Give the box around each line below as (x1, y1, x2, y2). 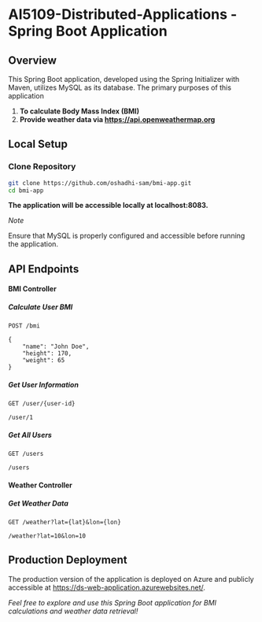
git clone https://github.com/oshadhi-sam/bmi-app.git (8, 179, 192, 187)
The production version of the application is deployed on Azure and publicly (8, 574, 254, 583)
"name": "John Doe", (22, 342, 90, 351)
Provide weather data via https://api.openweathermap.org (19, 115, 216, 124)
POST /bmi (8, 322, 41, 330)
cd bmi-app (8, 187, 44, 194)
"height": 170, (22, 350, 72, 357)
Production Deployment (8, 554, 127, 567)
